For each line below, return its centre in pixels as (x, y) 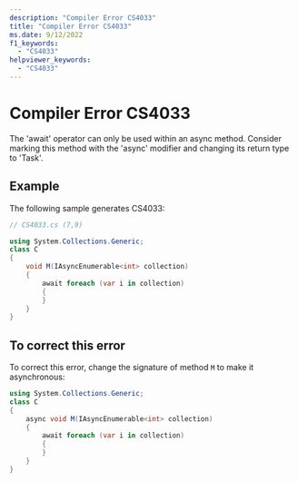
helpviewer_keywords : (50, 60)
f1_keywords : (34, 43)
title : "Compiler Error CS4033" (70, 26)
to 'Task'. (26, 157)
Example (35, 187)
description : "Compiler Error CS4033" (83, 18)
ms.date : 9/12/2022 (46, 34)
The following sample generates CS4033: (87, 208)
